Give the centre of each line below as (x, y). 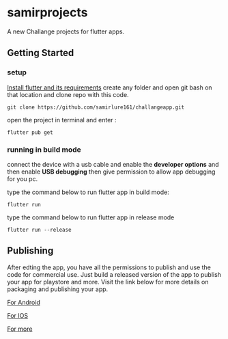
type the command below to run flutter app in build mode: (88, 192)
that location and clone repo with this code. (68, 94)
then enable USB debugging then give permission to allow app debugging (111, 172)
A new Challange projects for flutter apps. (66, 31)
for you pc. (23, 178)
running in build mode (44, 150)
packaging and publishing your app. (58, 289)
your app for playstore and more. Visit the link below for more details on (108, 282)
